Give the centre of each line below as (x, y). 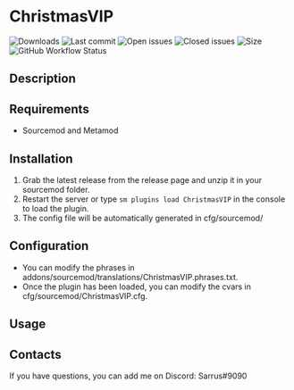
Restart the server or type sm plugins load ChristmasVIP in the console (154, 199)
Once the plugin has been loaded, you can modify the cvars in (137, 286)
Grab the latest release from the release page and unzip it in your (142, 179)
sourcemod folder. (56, 189)
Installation (41, 158)
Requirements (49, 109)
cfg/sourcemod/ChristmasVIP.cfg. (85, 295)
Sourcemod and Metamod (70, 130)
